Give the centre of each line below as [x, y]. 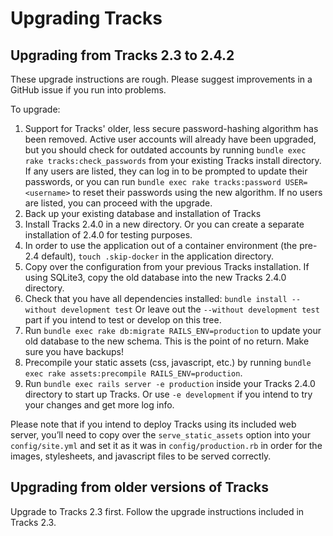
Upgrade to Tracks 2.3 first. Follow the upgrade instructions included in [157, 511]
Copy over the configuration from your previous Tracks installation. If [167, 266]
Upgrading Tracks [86, 18]
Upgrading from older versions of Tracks [140, 487]
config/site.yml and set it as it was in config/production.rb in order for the [166, 445]
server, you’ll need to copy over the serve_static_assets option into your [160, 435]
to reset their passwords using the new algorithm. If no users [197, 192]
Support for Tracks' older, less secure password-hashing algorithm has [171, 128]
